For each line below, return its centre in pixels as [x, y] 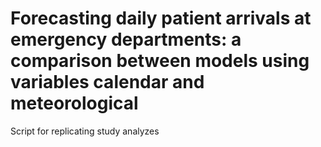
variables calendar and [107, 82]
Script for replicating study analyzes [85, 131]
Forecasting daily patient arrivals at [161, 18]
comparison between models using [160, 61]
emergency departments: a [126, 39]
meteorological [74, 103]
